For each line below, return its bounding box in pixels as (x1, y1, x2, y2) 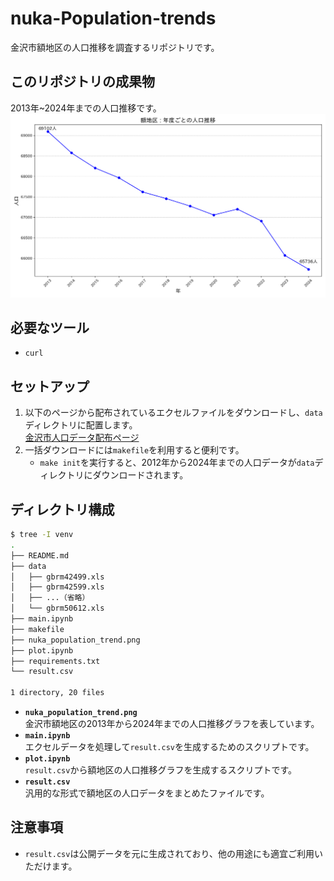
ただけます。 (24, 860, 78, 872)
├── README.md (10, 550, 70, 561)
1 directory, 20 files (10, 688, 105, 698)
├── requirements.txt (10, 656, 101, 666)
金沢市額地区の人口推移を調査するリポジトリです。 (10, 41, 220, 53)
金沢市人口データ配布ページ (24, 432, 140, 444)
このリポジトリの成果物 (10, 73, 155, 91)
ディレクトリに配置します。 (24, 419, 138, 431)
